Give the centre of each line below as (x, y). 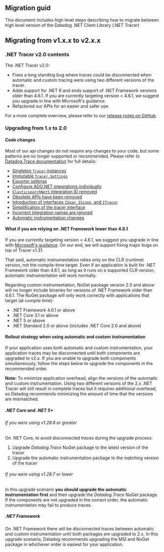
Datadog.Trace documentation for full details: (51, 161)
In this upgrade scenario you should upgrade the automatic (66, 489)
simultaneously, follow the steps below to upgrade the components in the (79, 364)
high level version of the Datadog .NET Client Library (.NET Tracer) (72, 25)
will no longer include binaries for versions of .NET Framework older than (79, 290)
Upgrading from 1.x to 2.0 (36, 128)
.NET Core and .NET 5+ (29, 410)
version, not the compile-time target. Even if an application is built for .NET (80, 265)
